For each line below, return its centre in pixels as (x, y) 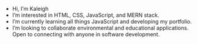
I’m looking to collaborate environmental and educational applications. (100, 28)
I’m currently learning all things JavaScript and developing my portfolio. (102, 21)
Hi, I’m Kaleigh (30, 9)
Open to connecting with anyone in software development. (86, 34)
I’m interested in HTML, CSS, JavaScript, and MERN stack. (86, 15)
